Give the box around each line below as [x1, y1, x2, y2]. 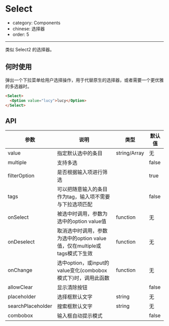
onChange [8, 267, 33, 274]
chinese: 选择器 [12, 26, 45, 32]
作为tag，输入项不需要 [57, 193, 111, 201]
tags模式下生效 [57, 250, 93, 257]
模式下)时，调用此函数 [57, 275, 110, 282]
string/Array [116, 150, 144, 157]
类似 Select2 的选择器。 [5, 46, 54, 52]
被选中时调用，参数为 [57, 210, 108, 217]
